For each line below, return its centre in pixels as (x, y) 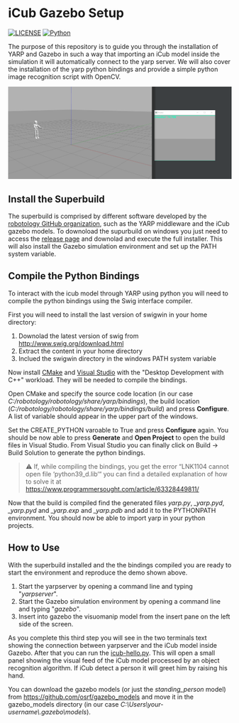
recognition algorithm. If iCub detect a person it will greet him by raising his (118, 668)
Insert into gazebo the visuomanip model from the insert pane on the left (124, 616)
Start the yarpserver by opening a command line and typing (106, 586)
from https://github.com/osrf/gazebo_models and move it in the (101, 697)
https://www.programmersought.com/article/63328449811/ (112, 489)
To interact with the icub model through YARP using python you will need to (118, 293)
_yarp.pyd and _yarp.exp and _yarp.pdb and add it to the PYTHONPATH (112, 510)
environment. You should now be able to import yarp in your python (107, 518)
